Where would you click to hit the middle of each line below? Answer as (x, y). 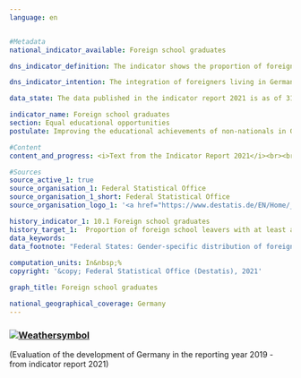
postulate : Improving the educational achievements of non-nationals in (148, 131)
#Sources (26, 172)
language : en (34, 17)
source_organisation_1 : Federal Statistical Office (107, 189)
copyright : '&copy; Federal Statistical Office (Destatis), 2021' (136, 271)
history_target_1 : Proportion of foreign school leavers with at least (148, 229)
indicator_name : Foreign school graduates (90, 115)
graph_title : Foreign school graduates (84, 288)
